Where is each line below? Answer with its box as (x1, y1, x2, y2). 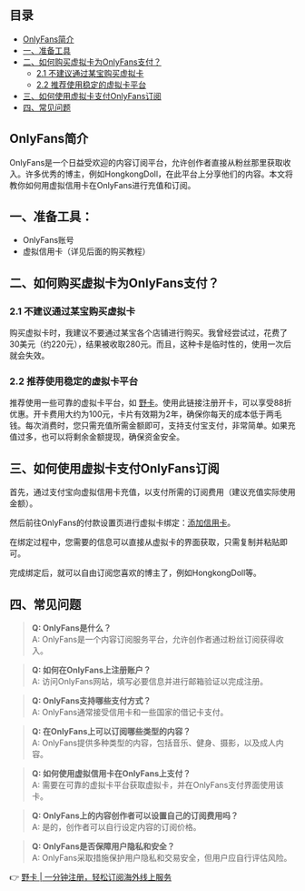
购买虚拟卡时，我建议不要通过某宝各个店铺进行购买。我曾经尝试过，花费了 (9, 328, 288, 339)
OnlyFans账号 (22, 235, 74, 246)
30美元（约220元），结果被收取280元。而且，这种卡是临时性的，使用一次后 (9, 339, 292, 349)
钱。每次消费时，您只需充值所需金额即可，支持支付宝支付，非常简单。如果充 (9, 420, 296, 431)
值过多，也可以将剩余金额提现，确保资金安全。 (9, 431, 184, 442)
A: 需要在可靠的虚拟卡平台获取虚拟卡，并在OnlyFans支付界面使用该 (31, 780, 284, 791)
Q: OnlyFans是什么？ (31, 623, 112, 633)
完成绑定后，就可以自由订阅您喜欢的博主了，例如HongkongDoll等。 (9, 567, 261, 579)
